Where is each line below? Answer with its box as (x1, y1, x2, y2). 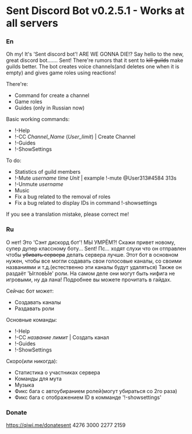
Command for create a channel (14, 92, 89, 99)
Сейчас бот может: (6, 287, 54, 294)
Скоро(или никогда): (6, 357, 58, 364)
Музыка (14, 381, 34, 388)
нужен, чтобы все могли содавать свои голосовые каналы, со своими (6, 257, 182, 264)
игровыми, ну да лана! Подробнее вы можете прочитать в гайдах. (6, 276, 172, 283)
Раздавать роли (14, 305, 54, 312)
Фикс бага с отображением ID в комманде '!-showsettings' (14, 394, 162, 401)
